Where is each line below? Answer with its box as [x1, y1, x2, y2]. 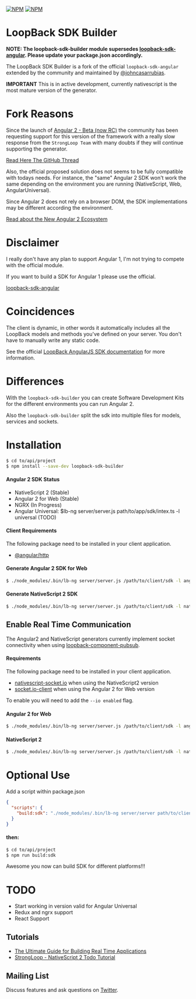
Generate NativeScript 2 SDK [6, 590, 78, 597]
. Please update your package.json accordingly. [24, 52, 143, 59]
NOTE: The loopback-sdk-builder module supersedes [6, 45, 139, 52]
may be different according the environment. [6, 204, 114, 211]
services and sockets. [6, 418, 59, 425]
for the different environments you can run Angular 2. [6, 400, 134, 407]
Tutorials [6, 932, 39, 942]
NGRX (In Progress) [14, 501, 62, 508]
